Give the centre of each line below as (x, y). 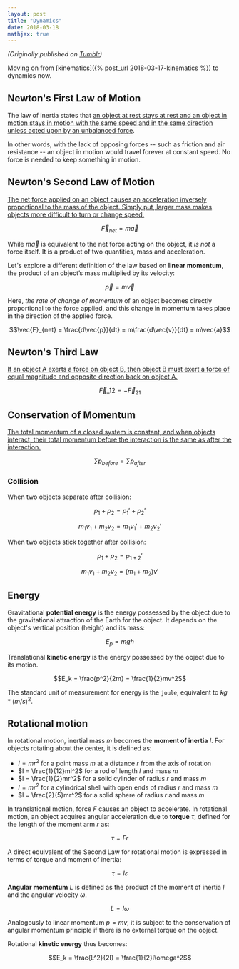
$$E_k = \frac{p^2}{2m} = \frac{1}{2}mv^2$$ (120, 678)
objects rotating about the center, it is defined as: (80, 748)
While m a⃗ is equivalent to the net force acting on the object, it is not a (112, 244)
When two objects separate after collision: (70, 497)
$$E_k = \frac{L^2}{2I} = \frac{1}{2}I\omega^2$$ (120, 958)
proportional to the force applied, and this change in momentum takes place (119, 308)
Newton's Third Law (53, 352)
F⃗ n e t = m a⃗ (120, 229)
